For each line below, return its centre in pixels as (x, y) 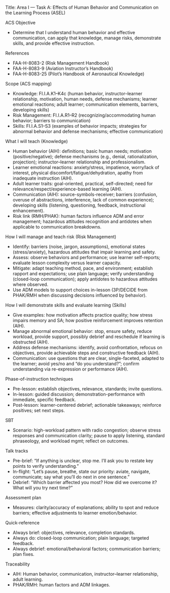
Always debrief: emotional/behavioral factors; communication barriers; (87, 549)
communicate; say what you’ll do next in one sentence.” (71, 477)
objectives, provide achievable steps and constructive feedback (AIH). (86, 353)
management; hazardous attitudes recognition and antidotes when (82, 221)
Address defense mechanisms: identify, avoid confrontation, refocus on (87, 347)
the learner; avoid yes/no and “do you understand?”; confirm (76, 364)
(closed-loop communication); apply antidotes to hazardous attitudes (85, 279)
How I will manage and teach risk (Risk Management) (61, 237)
